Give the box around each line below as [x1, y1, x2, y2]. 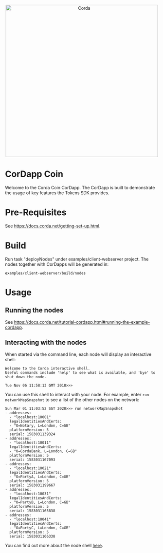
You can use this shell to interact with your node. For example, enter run [5, 391, 149, 397]
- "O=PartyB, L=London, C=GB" [9, 499, 71, 505]
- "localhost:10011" [9, 440, 51, 445]
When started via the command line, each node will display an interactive [5, 351, 152, 357]
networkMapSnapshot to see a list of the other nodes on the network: [5, 397, 140, 403]
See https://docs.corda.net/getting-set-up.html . [5, 223, 101, 229]
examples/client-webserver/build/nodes [5, 271, 86, 276]
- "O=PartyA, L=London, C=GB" [9, 474, 71, 479]
